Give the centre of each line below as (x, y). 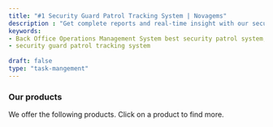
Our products (35, 96)
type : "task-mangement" (49, 69)
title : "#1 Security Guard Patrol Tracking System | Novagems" (118, 16)
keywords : (25, 31)
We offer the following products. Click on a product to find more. (117, 115)
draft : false (30, 61)
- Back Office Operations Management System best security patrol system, (138, 38)
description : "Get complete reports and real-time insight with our (129, 23)
